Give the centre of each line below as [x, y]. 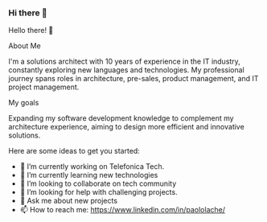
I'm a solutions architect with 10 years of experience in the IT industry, [125, 62]
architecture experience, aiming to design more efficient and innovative [127, 127]
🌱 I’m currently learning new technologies [89, 175]
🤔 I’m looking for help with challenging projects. [99, 192]
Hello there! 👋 [31, 31]
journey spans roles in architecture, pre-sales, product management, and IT [133, 79]
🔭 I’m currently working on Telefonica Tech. [92, 166]
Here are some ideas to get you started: [74, 151]
